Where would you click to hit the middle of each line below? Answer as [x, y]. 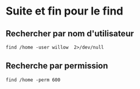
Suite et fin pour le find [65, 11]
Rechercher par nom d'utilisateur [70, 34]
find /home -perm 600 [33, 80]
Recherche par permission [57, 66]
